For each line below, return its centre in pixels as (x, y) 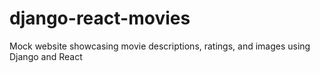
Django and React (46, 56)
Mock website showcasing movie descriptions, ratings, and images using (160, 46)
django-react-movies (100, 18)
